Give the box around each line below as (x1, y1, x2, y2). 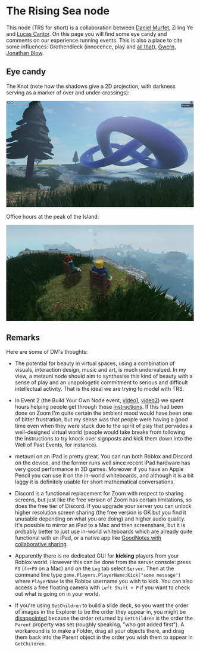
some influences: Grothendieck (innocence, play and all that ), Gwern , (6, 43, 177, 50)
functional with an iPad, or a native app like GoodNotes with (14, 534, 162, 541)
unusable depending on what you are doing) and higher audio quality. (14, 515, 186, 522)
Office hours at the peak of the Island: (6, 213, 99, 220)
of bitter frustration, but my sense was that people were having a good (14, 416, 188, 423)
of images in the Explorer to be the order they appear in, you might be (14, 608, 186, 616)
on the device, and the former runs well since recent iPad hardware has (14, 459, 190, 467)
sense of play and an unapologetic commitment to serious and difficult (14, 379, 189, 386)
